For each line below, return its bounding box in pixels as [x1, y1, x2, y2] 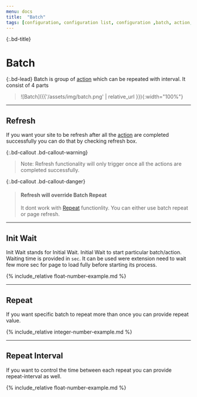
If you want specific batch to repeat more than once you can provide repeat [6, 311, 189, 318]
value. [6, 317, 21, 324]
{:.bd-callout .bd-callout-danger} [6, 178, 86, 185]
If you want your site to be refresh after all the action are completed [6, 132, 169, 139]
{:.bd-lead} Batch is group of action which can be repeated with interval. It [6, 76, 186, 83]
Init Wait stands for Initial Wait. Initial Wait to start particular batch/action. [6, 249, 182, 256]
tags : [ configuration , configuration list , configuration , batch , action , [6, 19, 193, 25]
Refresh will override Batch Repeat [20, 191, 107, 198]
